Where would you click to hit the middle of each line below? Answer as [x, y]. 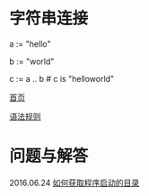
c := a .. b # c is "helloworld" [62, 78]
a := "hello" [30, 44]
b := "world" [32, 61]
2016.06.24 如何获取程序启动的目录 [74, 183]
